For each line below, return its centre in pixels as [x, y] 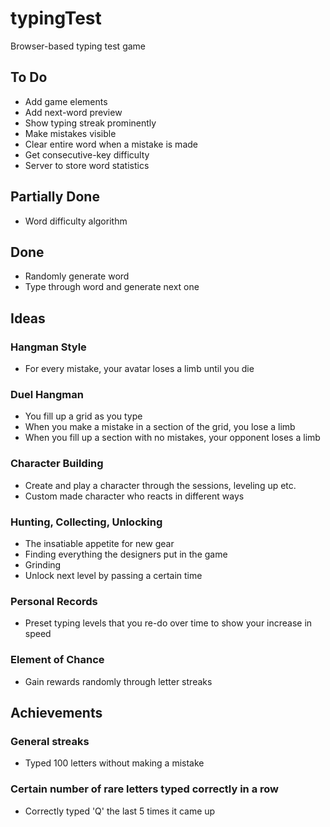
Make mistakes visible [70, 133]
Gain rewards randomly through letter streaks [118, 681]
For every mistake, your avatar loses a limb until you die [139, 369]
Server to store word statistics [87, 165]
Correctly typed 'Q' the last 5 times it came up [120, 811]
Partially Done [55, 197]
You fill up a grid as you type [83, 416]
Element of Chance [57, 660]
